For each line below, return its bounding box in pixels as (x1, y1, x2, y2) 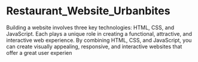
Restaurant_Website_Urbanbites (6, 4, 170, 18)
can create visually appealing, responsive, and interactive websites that (6, 43, 182, 50)
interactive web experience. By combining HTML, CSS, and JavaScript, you (6, 36, 192, 44)
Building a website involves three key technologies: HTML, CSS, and (6, 24, 175, 31)
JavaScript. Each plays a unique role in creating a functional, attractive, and (6, 30, 193, 37)
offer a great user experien (6, 49, 72, 56)
